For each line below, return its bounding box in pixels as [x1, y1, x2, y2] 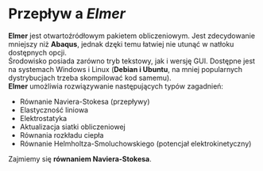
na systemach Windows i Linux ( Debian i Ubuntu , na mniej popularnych [8, 64, 243, 74]
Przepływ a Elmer [8, 5, 126, 23]
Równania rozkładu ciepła [19, 130, 104, 139]
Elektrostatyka [19, 113, 68, 123]
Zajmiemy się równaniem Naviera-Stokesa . [8, 154, 153, 163]
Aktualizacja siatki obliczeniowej [19, 122, 126, 131]
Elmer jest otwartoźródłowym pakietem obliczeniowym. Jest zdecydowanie [8, 31, 256, 40]
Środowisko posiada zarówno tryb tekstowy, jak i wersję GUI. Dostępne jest [8, 56, 256, 66]
